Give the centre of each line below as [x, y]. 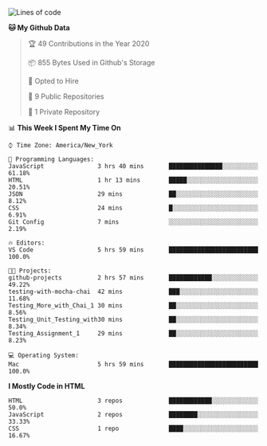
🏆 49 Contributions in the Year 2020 [88, 43]
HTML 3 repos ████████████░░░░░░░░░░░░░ [133, 401]
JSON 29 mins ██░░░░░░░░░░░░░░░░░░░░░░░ [133, 194]
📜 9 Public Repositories [66, 96]
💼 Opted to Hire [53, 81]
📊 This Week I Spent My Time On [65, 128]
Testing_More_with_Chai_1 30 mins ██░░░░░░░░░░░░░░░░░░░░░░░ [133, 306]
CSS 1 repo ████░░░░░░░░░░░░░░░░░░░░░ [133, 428]
